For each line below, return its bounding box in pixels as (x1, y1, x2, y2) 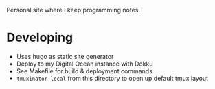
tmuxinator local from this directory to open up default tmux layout (16, 74, 209, 82)
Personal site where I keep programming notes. (6, 6, 140, 14)
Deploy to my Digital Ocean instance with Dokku (16, 60, 153, 68)
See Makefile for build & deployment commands (16, 66, 152, 75)
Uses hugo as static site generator (16, 52, 114, 60)
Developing (6, 30, 73, 45)
